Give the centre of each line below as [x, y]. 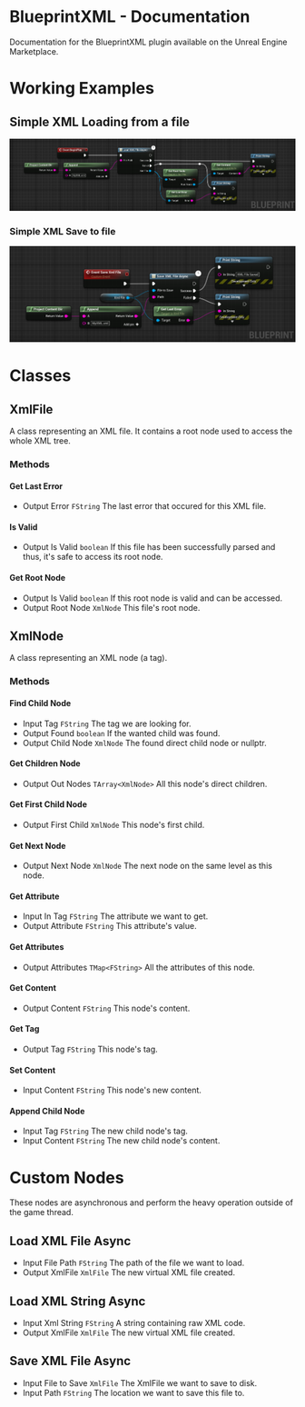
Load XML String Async [78, 1301]
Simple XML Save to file [63, 231]
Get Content [33, 988]
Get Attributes [37, 947]
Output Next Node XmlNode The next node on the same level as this [147, 866]
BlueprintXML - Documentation [130, 17]
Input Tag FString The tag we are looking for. [107, 723]
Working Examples [82, 89]
